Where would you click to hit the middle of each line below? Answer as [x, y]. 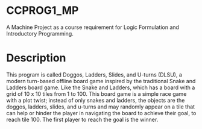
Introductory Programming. [40, 33]
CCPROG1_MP [43, 11]
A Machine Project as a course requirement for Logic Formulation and [93, 27]
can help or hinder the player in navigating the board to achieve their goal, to [101, 113]
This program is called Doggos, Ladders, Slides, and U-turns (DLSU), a [94, 74]
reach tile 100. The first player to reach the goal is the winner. [82, 119]
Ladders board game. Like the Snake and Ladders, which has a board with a [101, 87]
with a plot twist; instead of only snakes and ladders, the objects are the [96, 100]
